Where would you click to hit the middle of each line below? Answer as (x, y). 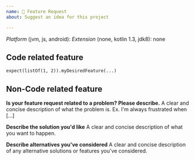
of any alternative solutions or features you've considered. (77, 151)
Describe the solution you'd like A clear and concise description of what (95, 127)
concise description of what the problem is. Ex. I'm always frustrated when (97, 109)
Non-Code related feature (54, 89)
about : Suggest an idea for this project (58, 17)
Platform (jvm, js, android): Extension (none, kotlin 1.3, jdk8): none (86, 39)
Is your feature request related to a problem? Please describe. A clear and (97, 103)
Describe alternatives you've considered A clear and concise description (96, 145)
